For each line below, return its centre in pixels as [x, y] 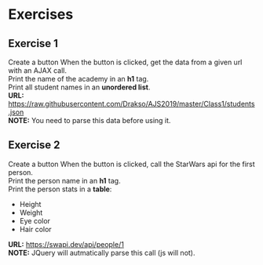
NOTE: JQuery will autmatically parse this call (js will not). [102, 252]
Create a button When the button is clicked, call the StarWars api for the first [131, 164]
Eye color [35, 220]
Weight [31, 212]
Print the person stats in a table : [60, 189]
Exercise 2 [34, 145]
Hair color [36, 229]
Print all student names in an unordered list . [79, 87]
